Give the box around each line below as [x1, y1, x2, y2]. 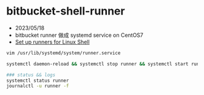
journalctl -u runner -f [6, 83, 69, 89]
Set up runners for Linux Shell [15, 38, 90, 45]
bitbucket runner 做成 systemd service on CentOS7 [15, 31, 144, 39]
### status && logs [6, 71, 56, 78]
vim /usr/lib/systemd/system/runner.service [6, 50, 121, 56]
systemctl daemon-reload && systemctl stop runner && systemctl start [6, 61, 189, 67]
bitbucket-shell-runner [6, 4, 126, 18]
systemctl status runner [6, 77, 69, 84]
